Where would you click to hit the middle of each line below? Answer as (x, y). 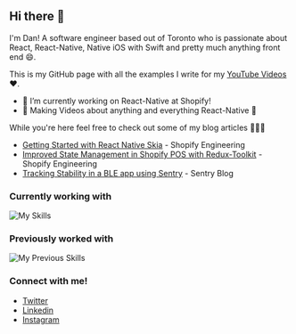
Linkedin (38, 310)
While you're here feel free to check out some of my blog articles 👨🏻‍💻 (137, 127)
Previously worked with (62, 239)
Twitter (35, 300)
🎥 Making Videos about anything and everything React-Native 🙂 (139, 110)
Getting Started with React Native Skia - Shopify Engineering (133, 144)
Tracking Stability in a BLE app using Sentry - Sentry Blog (128, 173)
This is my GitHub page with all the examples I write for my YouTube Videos (148, 74)
